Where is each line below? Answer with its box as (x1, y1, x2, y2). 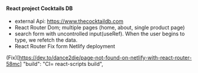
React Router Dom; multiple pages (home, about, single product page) (14, 24, 185, 31)
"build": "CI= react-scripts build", (23, 61, 104, 68)
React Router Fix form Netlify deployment (14, 43, 115, 50)
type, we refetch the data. (14, 36, 78, 44)
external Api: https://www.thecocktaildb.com (14, 18, 124, 25)
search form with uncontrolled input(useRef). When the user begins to (14, 30, 185, 38)
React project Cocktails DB (6, 5, 73, 12)
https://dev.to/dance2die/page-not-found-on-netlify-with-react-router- (18, 54, 192, 61)
